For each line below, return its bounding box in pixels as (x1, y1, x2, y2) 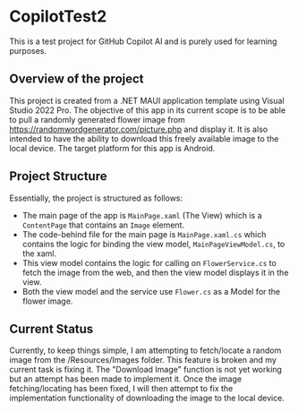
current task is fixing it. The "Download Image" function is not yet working (9, 365, 282, 375)
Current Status (9, 321, 94, 337)
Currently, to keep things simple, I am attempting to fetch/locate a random (9, 345, 282, 356)
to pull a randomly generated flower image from (9, 114, 185, 124)
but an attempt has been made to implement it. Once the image (9, 373, 243, 384)
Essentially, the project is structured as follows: (9, 193, 183, 203)
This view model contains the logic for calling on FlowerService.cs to (21, 257, 277, 268)
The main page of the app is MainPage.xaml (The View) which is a (21, 210, 262, 220)
